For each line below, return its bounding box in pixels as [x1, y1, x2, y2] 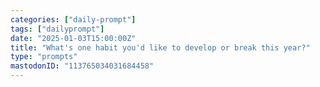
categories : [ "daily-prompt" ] [10, 14, 137, 25]
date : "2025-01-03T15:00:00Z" [10, 33, 137, 43]
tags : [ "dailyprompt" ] [10, 24, 105, 34]
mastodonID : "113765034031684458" [10, 61, 155, 71]
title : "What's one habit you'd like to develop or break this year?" [10, 42, 311, 53]
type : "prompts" [10, 52, 78, 62]
